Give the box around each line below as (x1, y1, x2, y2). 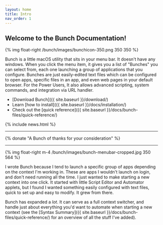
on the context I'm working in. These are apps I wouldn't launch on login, (5, 169, 151, 175)
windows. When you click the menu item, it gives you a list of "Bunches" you (5, 62, 158, 67)
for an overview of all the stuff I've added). (51, 214, 137, 221)
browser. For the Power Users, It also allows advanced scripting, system (5, 82, 149, 88)
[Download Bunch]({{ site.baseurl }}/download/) (12, 96, 108, 102)
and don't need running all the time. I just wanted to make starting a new (5, 174, 149, 180)
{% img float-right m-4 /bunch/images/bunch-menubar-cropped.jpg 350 (5, 149, 151, 155)
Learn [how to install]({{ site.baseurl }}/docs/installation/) (12, 102, 127, 108)
